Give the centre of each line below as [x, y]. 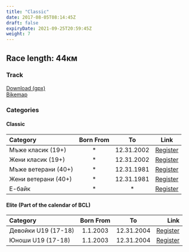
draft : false [22, 23]
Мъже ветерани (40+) [41, 169]
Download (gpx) [26, 88]
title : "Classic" [28, 12]
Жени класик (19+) [37, 159]
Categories [23, 110]
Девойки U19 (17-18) [42, 231]
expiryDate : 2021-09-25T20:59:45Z [49, 28]
